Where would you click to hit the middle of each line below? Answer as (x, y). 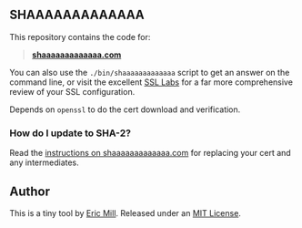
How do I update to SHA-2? (70, 133)
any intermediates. (44, 162)
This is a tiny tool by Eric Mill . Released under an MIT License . (125, 212)
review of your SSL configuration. (72, 91)
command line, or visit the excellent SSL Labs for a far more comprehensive (151, 82)
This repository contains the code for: (80, 36)
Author (30, 191)
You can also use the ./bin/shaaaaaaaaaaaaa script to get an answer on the (150, 72)
